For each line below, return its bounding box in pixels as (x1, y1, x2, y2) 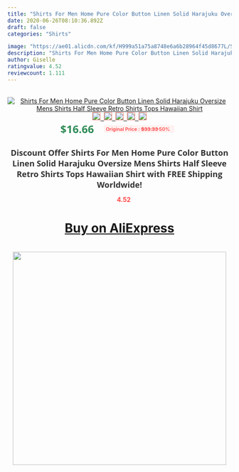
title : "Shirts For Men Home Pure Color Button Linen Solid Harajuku (7, 10, 218, 18)
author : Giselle (7, 56, 55, 64)
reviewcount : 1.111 (7, 69, 65, 77)
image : (7, 43, 27, 50)
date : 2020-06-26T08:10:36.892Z (7, 17, 103, 24)
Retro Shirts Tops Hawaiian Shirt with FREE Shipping (16, 168, 223, 180)
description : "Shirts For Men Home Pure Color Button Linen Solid (7, 50, 208, 57)
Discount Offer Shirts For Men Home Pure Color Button (10, 146, 229, 159)
